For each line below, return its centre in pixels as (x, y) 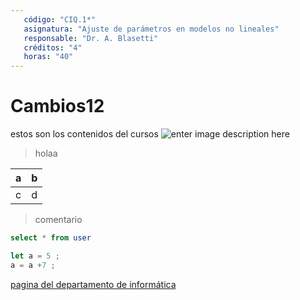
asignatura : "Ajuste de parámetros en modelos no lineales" (151, 29)
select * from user (51, 238)
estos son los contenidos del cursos (84, 134)
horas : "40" (48, 57)
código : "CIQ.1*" (60, 19)
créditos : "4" (53, 47)
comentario (58, 220)
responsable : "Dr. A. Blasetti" (91, 38)
